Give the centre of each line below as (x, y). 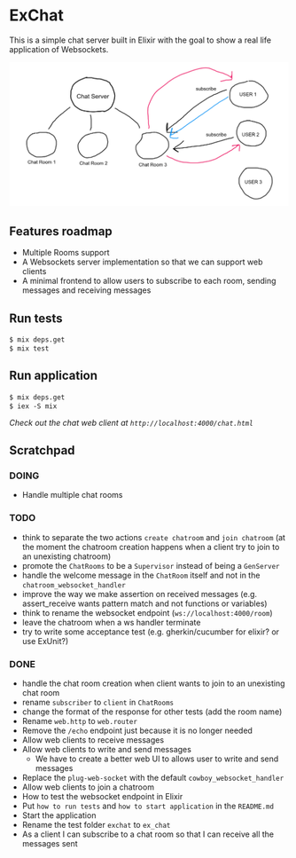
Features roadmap (61, 231)
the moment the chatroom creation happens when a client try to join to (151, 547)
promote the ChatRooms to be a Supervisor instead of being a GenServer (151, 565)
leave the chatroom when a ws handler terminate (111, 622)
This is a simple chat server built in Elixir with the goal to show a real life (140, 40)
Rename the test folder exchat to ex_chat (96, 825)
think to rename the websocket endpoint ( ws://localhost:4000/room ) (147, 612)
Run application (54, 376)
